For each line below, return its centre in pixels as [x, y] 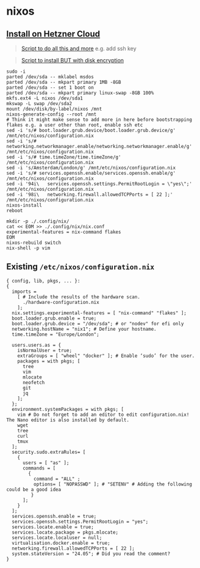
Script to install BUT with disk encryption [72, 60]
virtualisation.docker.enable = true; [61, 543]
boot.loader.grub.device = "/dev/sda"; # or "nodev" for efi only [98, 323]
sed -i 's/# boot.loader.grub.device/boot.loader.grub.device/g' [91, 130]
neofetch [34, 382]
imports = [24, 292]
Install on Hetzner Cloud [53, 34]
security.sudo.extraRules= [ [49, 452]
